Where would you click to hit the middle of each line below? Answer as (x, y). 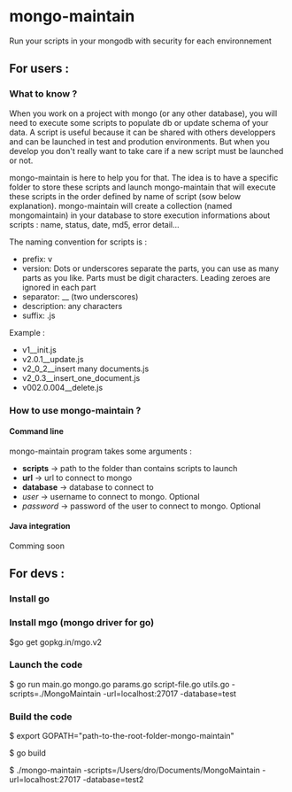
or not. (21, 160)
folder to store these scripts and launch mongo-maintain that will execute (142, 187)
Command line (37, 431)
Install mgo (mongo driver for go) (82, 623)
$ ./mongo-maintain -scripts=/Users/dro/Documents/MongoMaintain (135, 770)
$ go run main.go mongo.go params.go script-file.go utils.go (119, 684)
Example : (27, 332)
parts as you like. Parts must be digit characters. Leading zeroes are (146, 277)
